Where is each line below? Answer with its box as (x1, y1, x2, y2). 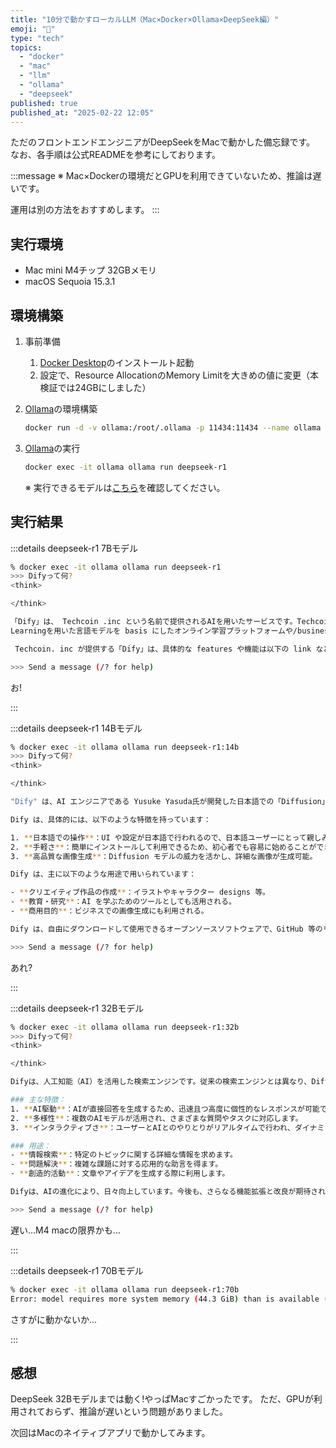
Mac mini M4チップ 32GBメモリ (24, 264, 157, 276)
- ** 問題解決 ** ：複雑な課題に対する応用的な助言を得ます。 (10, 1159, 223, 1170)
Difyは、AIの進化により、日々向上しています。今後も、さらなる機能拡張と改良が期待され (10, 1187, 326, 1197)
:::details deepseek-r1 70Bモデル (10, 1264, 144, 1276)
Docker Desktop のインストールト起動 (39, 357, 195, 368)
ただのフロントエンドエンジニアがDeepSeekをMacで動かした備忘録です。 (10, 136, 316, 148)
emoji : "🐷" (10, 24, 56, 34)
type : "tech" (10, 33, 65, 43)
